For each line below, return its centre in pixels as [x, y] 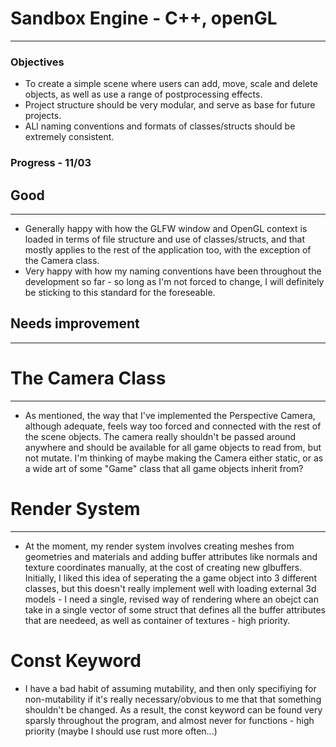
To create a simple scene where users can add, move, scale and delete [171, 84]
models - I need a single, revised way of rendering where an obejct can [171, 599]
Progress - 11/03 [51, 163]
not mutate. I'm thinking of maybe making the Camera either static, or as [174, 458]
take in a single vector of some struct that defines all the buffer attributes [175, 609]
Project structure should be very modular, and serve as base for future [170, 105]
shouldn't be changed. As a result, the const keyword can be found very [173, 709]
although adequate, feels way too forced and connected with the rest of [173, 426]
